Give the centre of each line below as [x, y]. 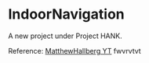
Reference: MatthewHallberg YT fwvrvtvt [74, 51]
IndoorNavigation [67, 14]
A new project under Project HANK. [65, 36]
